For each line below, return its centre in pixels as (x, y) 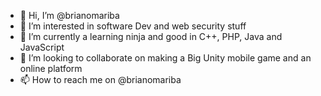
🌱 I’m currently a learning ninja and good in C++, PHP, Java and (151, 36)
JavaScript (42, 47)
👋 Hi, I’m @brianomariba (69, 15)
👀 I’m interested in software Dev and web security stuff (133, 26)
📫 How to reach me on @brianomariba (100, 79)
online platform (51, 68)
